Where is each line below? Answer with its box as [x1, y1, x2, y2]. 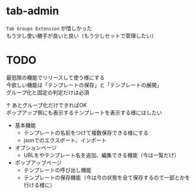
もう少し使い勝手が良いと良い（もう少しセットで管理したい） [6, 32, 157, 39]
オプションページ [14, 144, 57, 151]
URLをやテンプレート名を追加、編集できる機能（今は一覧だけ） [23, 151, 180, 159]
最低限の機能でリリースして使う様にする [6, 73, 105, 81]
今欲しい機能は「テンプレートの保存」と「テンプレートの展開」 [6, 81, 162, 88]
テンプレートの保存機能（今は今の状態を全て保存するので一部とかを [23, 174, 191, 181]
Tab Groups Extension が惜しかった [6, 24, 93, 32]
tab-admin [6, 4, 59, 18]
